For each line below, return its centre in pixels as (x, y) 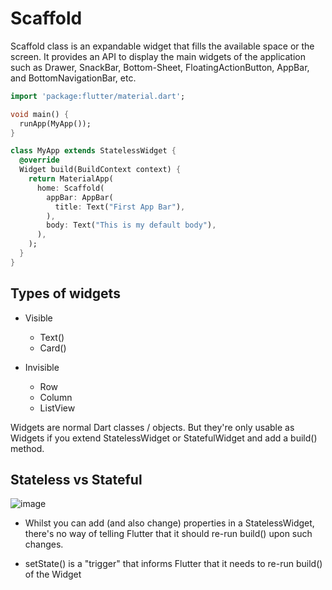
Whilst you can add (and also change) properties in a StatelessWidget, (169, 523)
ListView (57, 408)
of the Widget (53, 574)
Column (56, 397)
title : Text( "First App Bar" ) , (120, 207)
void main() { (40, 114)
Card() (53, 348)
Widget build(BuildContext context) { (100, 170)
